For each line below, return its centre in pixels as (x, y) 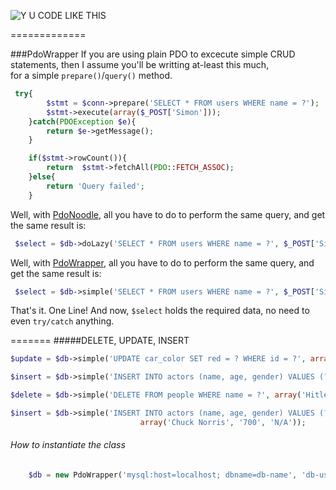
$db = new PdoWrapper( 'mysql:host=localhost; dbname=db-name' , (163, 475)
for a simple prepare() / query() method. (91, 75)
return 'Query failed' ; (95, 186)
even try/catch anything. (62, 321)
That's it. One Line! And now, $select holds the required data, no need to (160, 311)
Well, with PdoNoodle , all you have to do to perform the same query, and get (168, 214)
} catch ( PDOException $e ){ (82, 121)
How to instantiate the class (68, 445)
